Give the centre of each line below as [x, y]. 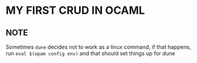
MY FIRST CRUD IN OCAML [75, 10]
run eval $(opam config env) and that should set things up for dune [91, 53]
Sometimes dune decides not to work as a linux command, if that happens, [98, 47]
